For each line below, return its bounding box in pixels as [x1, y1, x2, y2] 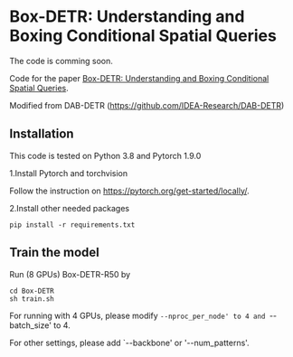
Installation [9, 127, 74, 142]
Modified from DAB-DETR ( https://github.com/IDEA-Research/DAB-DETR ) [9, 99, 285, 110]
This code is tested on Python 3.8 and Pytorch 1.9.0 [9, 150, 202, 161]
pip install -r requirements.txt [9, 220, 136, 230]
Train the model [9, 245, 99, 260]
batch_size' [9, 319, 52, 331]
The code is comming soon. [9, 55, 113, 66]
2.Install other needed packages [9, 202, 129, 213]
